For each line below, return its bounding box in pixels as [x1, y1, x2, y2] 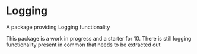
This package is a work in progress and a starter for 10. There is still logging [6, 35, 192, 42]
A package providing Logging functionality [6, 23, 110, 31]
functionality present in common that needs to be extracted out [6, 41, 161, 48]
